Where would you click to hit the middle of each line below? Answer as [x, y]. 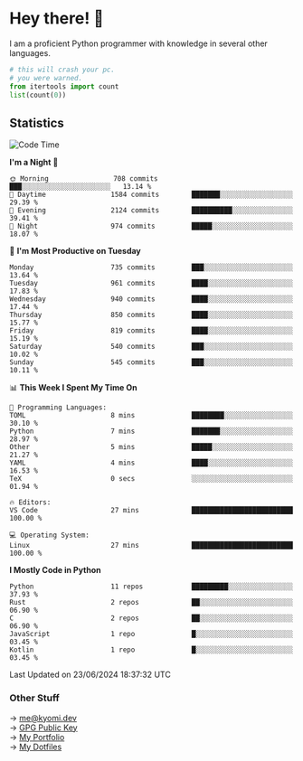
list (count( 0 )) [38, 95]
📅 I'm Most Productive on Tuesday [76, 251]
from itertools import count [64, 86]
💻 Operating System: [50, 536]
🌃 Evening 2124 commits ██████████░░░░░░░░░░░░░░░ [151, 211]
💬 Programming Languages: [58, 408]
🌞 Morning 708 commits [84, 179]
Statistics [37, 122]
